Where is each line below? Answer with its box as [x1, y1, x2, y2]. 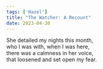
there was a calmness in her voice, [6, 50, 94, 57]
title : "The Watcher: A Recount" [6, 15, 91, 21]
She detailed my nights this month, [6, 37, 93, 44]
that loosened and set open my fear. [6, 56, 98, 64]
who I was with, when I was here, [6, 43, 90, 50]
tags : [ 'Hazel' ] [6, 8, 48, 15]
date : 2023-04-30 [6, 20, 51, 26]
